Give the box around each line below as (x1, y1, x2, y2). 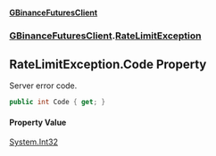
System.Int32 (9, 136, 58, 147)
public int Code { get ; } (9, 98, 105, 107)
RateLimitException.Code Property (9, 56, 207, 71)
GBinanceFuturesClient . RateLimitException (9, 29, 202, 42)
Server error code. (9, 80, 78, 91)
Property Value (9, 117, 67, 127)
